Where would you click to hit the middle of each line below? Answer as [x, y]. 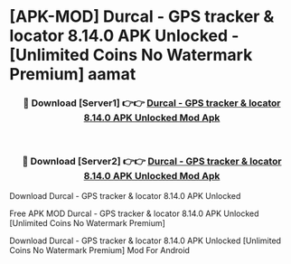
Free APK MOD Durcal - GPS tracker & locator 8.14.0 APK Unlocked [134, 213]
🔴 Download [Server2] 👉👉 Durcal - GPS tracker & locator [152, 162]
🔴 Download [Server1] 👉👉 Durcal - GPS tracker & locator [152, 103]
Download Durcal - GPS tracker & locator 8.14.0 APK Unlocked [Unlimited [145, 240]
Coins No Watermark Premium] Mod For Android [99, 250]
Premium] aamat [73, 75]
